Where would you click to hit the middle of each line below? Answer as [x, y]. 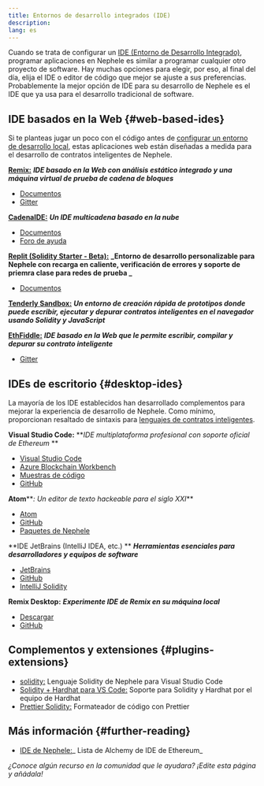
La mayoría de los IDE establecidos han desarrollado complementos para [127, 403]
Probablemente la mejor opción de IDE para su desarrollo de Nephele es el [129, 86]
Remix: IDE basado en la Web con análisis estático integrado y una [120, 170]
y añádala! [26, 773]
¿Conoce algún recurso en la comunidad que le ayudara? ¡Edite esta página [132, 766]
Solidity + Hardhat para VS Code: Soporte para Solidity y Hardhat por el [136, 689]
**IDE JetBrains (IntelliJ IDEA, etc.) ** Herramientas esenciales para [121, 546]
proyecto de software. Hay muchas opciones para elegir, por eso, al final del [132, 69]
